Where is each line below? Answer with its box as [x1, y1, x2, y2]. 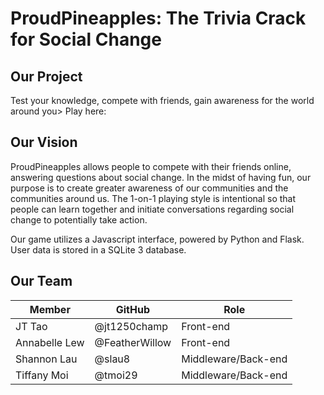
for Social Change [10, 28, 162, 51]
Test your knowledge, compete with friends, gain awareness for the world [10, 95, 315, 106]
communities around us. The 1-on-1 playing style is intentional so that [10, 192, 297, 204]
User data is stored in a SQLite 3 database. [10, 243, 187, 256]
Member [29, 302, 71, 316]
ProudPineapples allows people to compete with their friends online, [10, 160, 292, 172]
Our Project [10, 68, 83, 85]
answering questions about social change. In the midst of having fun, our [10, 171, 312, 183]
